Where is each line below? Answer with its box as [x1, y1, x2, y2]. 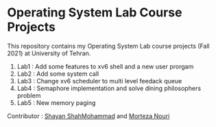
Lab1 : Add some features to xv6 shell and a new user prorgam [16, 62, 194, 70]
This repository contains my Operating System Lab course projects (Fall [7, 42, 211, 50]
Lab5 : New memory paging [16, 98, 96, 107]
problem [16, 91, 41, 100]
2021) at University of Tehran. [7, 49, 91, 57]
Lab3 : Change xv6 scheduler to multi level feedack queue [16, 76, 182, 85]
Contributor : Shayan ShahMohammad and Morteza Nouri [7, 111, 170, 120]
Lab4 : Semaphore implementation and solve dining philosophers [16, 84, 201, 92]
